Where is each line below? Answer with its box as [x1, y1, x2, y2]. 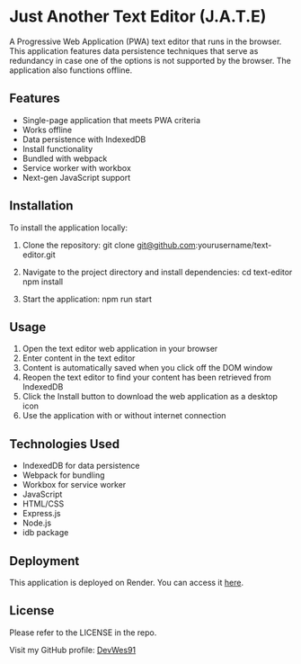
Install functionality [22, 143, 93, 154]
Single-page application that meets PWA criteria [22, 114, 200, 125]
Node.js [22, 517, 52, 528]
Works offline [22, 124, 73, 135]
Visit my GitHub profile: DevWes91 [9, 644, 137, 655]
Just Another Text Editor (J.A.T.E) [9, 6, 267, 27]
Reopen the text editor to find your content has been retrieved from [22, 372, 271, 383]
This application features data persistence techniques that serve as [9, 45, 259, 56]
